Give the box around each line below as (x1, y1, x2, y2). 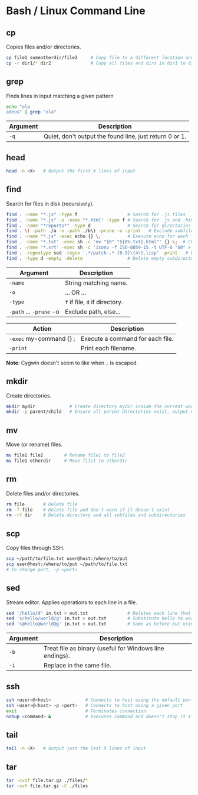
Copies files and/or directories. (6, 43, 81, 50)
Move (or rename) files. (6, 441, 63, 448)
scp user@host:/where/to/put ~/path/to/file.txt (6, 561, 128, 567)
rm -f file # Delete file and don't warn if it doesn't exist (6, 507, 170, 513)
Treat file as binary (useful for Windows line (44, 644, 164, 653)
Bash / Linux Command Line (6, 4, 146, 18)
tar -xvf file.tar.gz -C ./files (6, 783, 88, 789)
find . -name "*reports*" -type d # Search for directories (6, 223, 192, 229)
